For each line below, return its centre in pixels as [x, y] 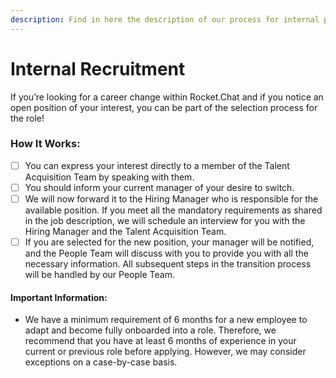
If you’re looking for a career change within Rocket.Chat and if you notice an [167, 97]
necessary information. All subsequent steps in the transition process [168, 264]
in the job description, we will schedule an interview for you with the [165, 221]
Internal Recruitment [98, 68]
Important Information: [59, 297]
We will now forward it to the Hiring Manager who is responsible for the [171, 198]
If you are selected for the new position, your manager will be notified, [169, 242]
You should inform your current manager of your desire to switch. [159, 187]
